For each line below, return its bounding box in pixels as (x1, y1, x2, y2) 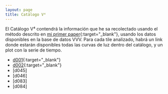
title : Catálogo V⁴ (5, 12, 46, 17)
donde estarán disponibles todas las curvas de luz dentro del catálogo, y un (5, 41, 163, 47)
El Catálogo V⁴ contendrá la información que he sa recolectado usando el (5, 25, 158, 31)
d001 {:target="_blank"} (12, 56, 61, 62)
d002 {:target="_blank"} (12, 62, 62, 68)
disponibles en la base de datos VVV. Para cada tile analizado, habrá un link (5, 36, 163, 42)
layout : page (5, 7, 33, 12)
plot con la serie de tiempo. (5, 47, 62, 53)
